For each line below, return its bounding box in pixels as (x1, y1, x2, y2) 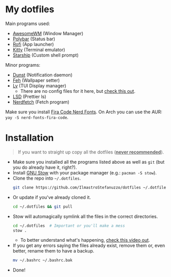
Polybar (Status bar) (12, 36, 55, 42)
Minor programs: (5, 62, 41, 68)
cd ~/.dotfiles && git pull (12, 204, 72, 209)
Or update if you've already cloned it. (12, 194, 91, 200)
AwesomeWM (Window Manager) (12, 30, 84, 36)
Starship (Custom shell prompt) (12, 52, 79, 58)
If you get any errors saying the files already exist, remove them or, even (12, 242, 165, 248)
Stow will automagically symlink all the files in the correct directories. (12, 213, 158, 219)
